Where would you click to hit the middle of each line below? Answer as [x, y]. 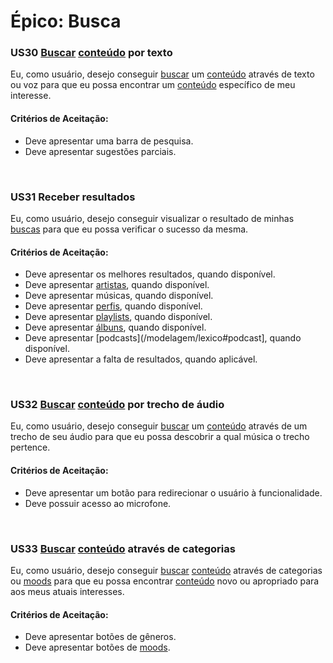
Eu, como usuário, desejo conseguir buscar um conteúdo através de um [159, 426]
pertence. [30, 447]
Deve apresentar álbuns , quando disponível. [115, 327]
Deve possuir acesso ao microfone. [98, 503]
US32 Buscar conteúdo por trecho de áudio [117, 405]
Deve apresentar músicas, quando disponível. [119, 296]
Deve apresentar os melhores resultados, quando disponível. [150, 274]
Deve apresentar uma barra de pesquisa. [109, 141]
